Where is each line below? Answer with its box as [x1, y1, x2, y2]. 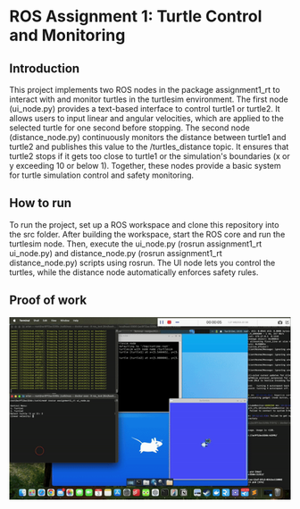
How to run [9, 196, 72, 211]
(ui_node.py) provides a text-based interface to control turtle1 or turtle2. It [9, 104, 280, 113]
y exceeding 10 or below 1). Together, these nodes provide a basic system [9, 161, 281, 171]
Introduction [9, 61, 80, 76]
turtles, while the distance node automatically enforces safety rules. [9, 266, 259, 278]
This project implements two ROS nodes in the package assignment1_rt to [9, 85, 280, 95]
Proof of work [9, 293, 87, 308]
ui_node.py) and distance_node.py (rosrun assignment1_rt [9, 247, 222, 258]
